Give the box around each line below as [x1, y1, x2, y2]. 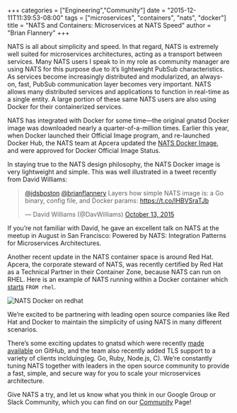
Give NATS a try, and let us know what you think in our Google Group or [7, 390, 216, 399]
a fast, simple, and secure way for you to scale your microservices [7, 369, 201, 378]
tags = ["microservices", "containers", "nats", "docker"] [64, 13, 226, 22]
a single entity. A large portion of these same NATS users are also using [7, 95, 216, 103]
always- [200, 72, 224, 81]
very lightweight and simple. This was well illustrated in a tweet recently [7, 168, 217, 176]
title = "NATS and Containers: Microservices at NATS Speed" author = [7, 21, 212, 29]
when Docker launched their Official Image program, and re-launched [7, 131, 210, 140]
